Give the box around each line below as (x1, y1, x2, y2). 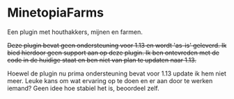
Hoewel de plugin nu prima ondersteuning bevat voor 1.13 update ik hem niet (7, 69, 226, 78)
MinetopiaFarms (7, 5, 104, 21)
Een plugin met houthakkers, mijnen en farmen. (7, 28, 143, 36)
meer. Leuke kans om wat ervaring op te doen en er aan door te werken (7, 76, 213, 84)
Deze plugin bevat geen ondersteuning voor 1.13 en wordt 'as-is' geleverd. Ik (7, 41, 227, 49)
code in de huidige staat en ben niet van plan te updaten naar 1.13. (7, 55, 197, 64)
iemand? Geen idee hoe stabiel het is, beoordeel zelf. (7, 84, 159, 92)
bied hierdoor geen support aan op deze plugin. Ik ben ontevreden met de (7, 48, 219, 57)
